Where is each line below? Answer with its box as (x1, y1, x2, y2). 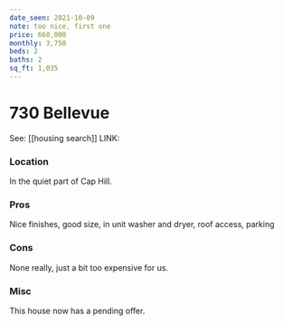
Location (9, 155, 50, 167)
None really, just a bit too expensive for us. (9, 262, 169, 272)
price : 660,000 (9, 30, 67, 39)
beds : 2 (9, 47, 39, 56)
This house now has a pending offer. (9, 305, 146, 316)
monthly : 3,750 (9, 38, 67, 48)
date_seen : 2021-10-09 (9, 13, 95, 23)
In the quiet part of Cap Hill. (9, 176, 113, 186)
